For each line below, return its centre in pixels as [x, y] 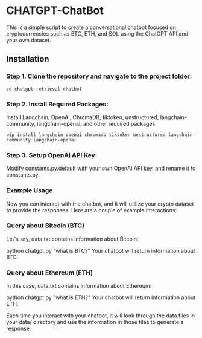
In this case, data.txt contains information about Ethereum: [79, 286]
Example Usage [30, 190]
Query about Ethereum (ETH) [50, 273]
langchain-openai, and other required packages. [96, 123]
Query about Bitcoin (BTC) [46, 226]
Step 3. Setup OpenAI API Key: [52, 155]
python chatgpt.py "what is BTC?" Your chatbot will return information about [101, 250]
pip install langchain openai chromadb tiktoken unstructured [86, 135]
